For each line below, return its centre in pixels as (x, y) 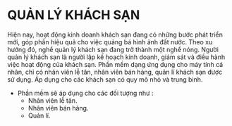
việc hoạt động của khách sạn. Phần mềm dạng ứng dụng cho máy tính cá (115, 64)
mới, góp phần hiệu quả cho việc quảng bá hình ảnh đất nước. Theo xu (110, 42)
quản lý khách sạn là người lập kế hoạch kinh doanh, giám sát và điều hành (116, 57)
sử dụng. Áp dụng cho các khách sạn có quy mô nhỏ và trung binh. (105, 79)
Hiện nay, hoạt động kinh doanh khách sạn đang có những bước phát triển (115, 34)
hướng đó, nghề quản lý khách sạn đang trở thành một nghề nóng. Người (113, 49)
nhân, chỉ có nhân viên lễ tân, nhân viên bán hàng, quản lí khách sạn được (115, 72)
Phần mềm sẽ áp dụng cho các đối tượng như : (85, 93)
